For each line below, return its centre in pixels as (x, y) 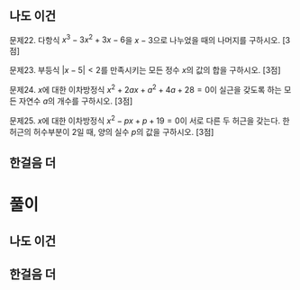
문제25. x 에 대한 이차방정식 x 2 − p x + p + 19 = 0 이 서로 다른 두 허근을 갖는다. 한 (150, 120)
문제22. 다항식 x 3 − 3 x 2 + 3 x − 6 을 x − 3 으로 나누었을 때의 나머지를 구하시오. (145, 39)
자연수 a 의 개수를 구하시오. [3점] (76, 101)
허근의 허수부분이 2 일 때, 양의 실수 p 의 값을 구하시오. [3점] (112, 131)
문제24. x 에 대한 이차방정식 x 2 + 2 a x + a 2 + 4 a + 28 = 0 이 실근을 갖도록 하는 (145, 89)
